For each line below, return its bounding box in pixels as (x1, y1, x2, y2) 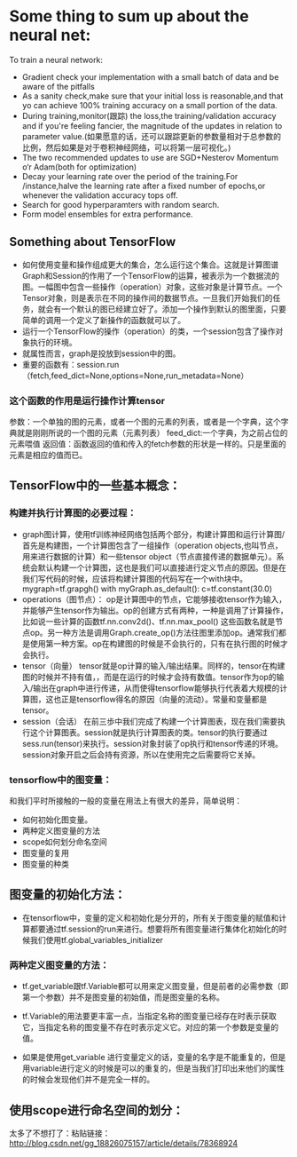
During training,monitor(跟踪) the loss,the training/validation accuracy (21, 110, 277, 121)
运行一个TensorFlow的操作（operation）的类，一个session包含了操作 (21, 326, 276, 337)
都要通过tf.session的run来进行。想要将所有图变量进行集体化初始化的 (29, 923, 279, 934)
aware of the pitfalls (21, 81, 95, 91)
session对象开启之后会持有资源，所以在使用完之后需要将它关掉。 (21, 749, 261, 760)
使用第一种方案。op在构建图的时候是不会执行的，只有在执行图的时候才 (29, 638, 288, 649)
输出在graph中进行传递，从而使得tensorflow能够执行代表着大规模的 (32, 682, 280, 693)
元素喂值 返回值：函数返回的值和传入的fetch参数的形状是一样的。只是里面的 (9, 439, 286, 449)
